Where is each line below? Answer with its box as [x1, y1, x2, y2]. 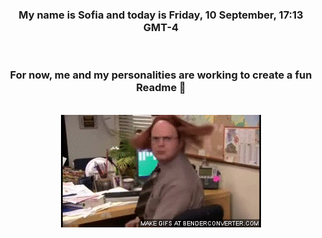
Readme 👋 [136, 81, 186, 95]
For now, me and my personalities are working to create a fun [9, 68, 313, 82]
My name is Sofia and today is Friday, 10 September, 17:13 [18, 8, 304, 22]
